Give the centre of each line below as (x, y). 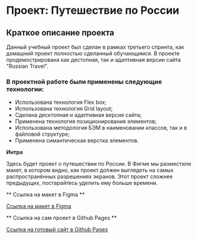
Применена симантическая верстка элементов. (77, 141)
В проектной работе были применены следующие (84, 82)
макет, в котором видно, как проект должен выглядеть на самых (90, 170)
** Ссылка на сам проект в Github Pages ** (62, 218)
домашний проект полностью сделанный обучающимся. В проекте (93, 53)
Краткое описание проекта (60, 33)
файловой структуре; (42, 134)
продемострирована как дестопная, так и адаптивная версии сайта (94, 60)
